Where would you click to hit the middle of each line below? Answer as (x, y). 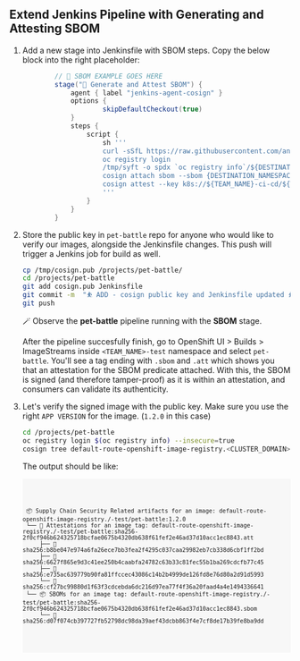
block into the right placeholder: (81, 59)
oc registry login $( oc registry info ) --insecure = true (128, 441)
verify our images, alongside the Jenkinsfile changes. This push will (147, 244)
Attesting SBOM (55, 29)
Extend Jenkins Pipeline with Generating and (137, 15)
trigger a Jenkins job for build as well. (91, 253)
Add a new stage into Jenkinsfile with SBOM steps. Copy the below (146, 50)
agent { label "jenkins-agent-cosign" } (146, 93)
